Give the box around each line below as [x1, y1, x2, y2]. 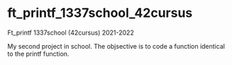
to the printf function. [7, 49, 70, 58]
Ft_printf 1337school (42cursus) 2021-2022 [7, 28, 135, 37]
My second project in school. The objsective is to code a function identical [7, 42, 226, 50]
